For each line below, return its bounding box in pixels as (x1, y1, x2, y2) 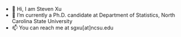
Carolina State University (11, 18, 73, 24)
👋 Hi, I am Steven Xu (11, 6, 62, 12)
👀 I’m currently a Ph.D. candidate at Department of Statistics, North (11, 12, 176, 18)
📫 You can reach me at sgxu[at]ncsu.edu (11, 24, 114, 31)
